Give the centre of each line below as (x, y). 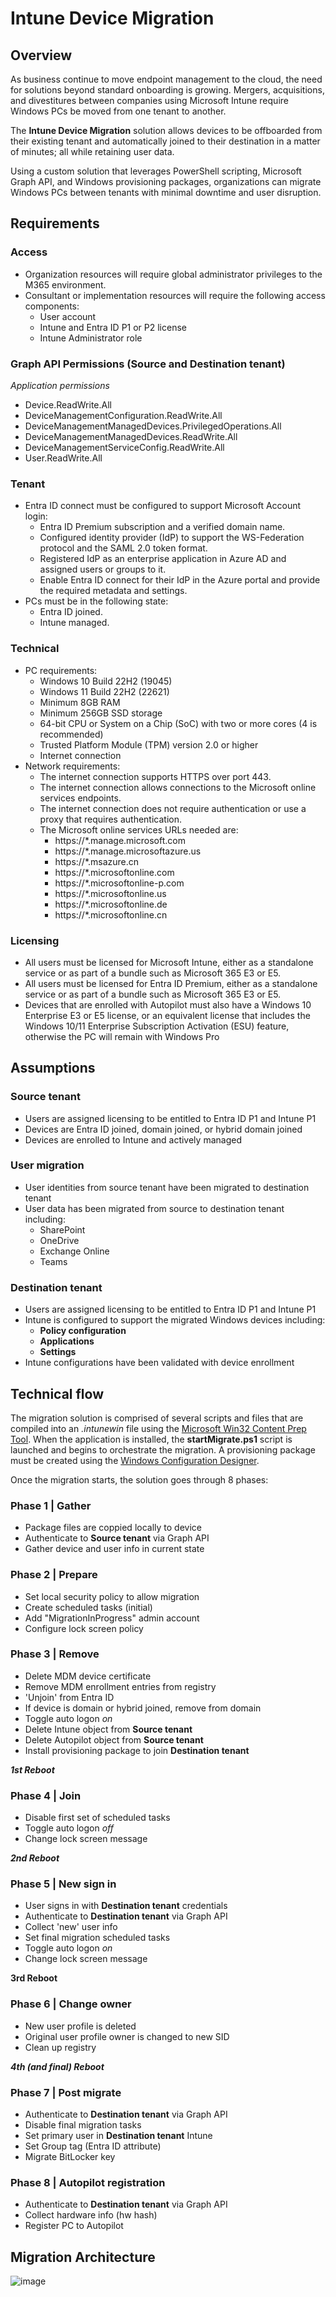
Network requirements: (72, 766)
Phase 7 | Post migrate (66, 2092)
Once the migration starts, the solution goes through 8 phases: (139, 1479)
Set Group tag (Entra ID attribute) (93, 2146)
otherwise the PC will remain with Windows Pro (122, 1036)
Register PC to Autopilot (74, 2226)
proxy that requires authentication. (111, 819)
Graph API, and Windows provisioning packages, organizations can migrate (166, 181)
